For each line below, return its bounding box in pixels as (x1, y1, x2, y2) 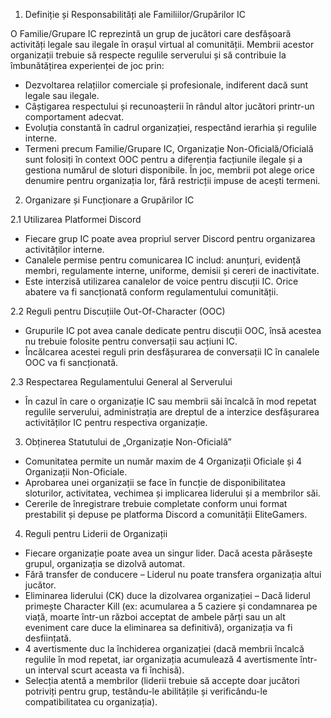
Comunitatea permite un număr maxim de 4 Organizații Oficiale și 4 (24, 455, 302, 467)
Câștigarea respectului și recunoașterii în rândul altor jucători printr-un (24, 100, 315, 112)
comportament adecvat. (24, 111, 125, 123)
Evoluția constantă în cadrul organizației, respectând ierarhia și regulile (24, 122, 317, 133)
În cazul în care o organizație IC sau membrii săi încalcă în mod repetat (24, 395, 317, 407)
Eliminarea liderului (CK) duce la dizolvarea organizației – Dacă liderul (24, 590, 311, 601)
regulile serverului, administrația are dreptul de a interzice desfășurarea (24, 406, 320, 418)
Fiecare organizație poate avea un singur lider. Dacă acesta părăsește (24, 547, 313, 559)
